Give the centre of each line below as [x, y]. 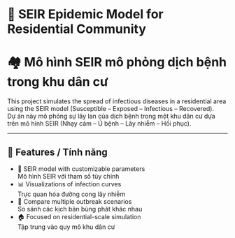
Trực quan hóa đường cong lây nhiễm [71, 194]
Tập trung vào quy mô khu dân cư [66, 227]
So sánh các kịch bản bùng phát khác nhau [80, 209]
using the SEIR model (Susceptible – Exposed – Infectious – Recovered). [111, 109]
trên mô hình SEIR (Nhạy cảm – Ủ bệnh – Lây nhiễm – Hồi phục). [99, 124]
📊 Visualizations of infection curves [69, 184]
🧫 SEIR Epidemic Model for [85, 14]
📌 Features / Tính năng [57, 152]
